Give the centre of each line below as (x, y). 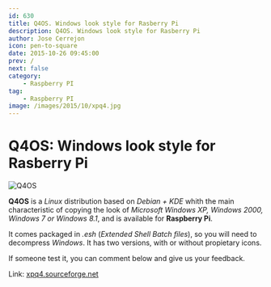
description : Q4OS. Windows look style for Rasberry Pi (104, 31)
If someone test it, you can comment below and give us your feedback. (127, 259)
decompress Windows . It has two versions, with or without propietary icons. (135, 243)
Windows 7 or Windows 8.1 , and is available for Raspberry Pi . (110, 218)
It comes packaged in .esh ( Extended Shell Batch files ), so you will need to (133, 234)
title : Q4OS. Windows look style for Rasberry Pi (94, 23)
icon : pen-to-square (43, 46)
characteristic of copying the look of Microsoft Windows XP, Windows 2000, (136, 210)
